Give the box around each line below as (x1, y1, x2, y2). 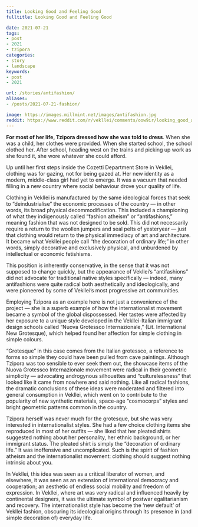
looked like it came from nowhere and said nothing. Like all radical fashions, (6, 378, 190, 386)
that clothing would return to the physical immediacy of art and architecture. (6, 231, 191, 239)
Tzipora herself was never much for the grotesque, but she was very (6, 415, 173, 422)
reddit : (6, 117, 25, 123)
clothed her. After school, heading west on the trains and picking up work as (6, 146, 192, 153)
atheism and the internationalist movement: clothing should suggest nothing (6, 452, 190, 460)
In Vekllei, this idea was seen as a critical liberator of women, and (6, 470, 165, 477)
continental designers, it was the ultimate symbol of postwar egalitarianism (6, 495, 189, 502)
